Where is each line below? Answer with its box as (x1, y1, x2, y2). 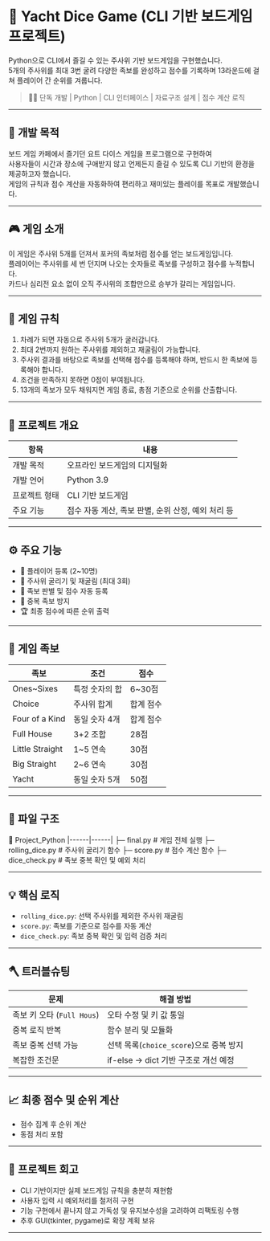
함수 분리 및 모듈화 (107, 1025, 174, 1036)
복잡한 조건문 (12, 1055, 59, 1066)
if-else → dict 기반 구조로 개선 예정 (107, 1055, 235, 1066)
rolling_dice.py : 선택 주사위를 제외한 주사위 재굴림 (19, 911, 184, 921)
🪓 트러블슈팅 (8, 965, 71, 978)
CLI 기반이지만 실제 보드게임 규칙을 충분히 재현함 (19, 1186, 173, 1195)
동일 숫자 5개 (73, 774, 121, 785)
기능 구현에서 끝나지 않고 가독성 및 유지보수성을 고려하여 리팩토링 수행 (19, 1206, 239, 1215)
